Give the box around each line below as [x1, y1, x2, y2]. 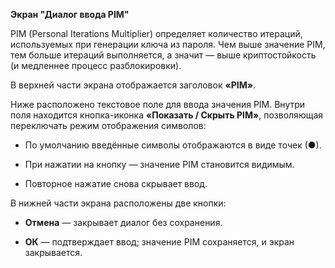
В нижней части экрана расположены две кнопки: [10, 197, 227, 209]
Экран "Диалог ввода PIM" [10, 9, 130, 20]
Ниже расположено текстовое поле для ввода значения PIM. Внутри [10, 99, 306, 110]
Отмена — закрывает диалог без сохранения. [24, 217, 223, 228]
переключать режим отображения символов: [10, 120, 207, 131]
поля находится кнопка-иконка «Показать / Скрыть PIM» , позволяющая [10, 109, 324, 121]
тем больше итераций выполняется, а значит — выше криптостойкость [10, 49, 317, 61]
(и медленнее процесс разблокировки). [10, 60, 182, 71]
